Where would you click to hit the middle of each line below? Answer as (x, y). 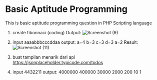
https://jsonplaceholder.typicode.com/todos (58, 62)
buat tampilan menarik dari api (44, 57)
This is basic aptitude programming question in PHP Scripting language (79, 23)
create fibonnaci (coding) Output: (47, 32)
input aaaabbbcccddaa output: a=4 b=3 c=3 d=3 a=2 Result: (75, 42)
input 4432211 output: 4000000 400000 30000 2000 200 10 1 (77, 72)
